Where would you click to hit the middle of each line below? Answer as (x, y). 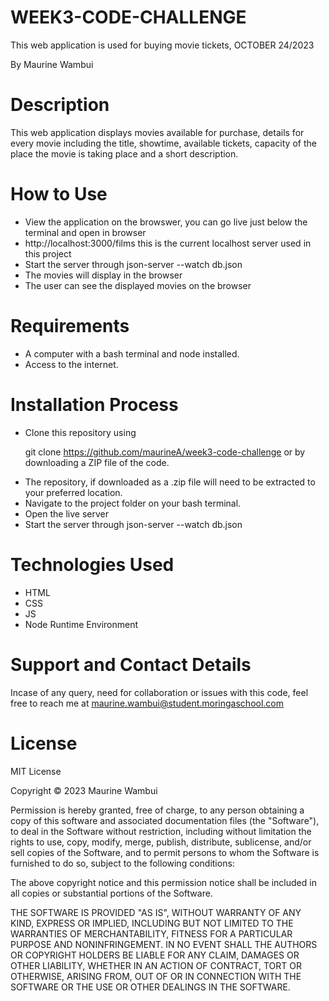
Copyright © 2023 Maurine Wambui (84, 790)
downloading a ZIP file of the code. (97, 462)
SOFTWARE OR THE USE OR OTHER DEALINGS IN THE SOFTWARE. (150, 987)
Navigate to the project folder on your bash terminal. (133, 503)
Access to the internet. (71, 364)
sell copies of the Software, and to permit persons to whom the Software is (165, 852)
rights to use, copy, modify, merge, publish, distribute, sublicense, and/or (161, 842)
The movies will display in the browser (103, 275)
